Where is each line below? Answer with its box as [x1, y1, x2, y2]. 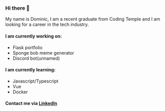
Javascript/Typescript [12, 78, 59, 84]
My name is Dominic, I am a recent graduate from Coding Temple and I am [5, 16, 160, 22]
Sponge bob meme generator [12, 50, 74, 56]
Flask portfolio [12, 44, 43, 50]
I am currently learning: [5, 67, 56, 73]
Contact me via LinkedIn [5, 100, 57, 106]
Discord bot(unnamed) [12, 55, 60, 61]
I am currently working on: [5, 33, 62, 39]
